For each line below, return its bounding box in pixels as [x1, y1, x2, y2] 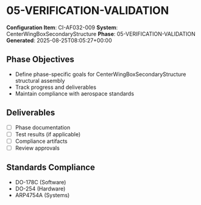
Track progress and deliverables [15, 83, 96, 91]
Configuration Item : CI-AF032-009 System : [6, 24, 118, 31]
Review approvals [15, 144, 60, 151]
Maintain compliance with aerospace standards [15, 89, 135, 97]
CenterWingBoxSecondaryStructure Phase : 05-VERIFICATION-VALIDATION [6, 30, 196, 37]
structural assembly [15, 77, 65, 84]
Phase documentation [15, 123, 71, 131]
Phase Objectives [6, 54, 74, 64]
